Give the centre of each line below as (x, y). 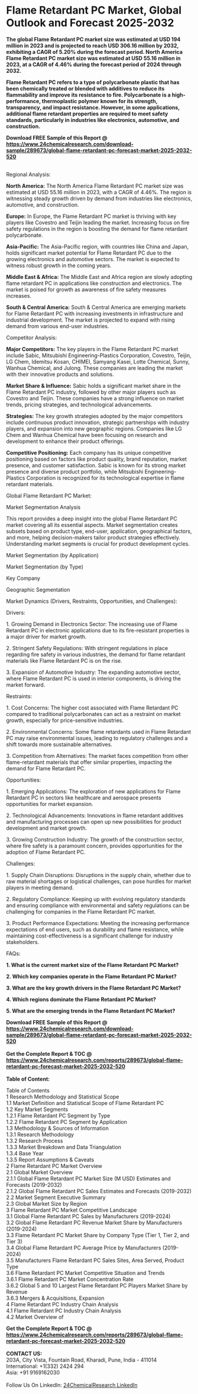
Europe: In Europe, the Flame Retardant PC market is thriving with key (91, 216)
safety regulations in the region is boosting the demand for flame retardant (97, 229)
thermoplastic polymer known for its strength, (100, 101)
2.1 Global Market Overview (39, 1172)
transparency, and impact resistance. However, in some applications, (93, 107)
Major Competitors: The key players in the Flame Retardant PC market (92, 349)
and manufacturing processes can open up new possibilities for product (94, 821)
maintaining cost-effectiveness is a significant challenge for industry (90, 936)
